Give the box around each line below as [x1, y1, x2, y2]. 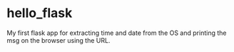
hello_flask [6, 5, 73, 21]
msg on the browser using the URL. [6, 36, 111, 44]
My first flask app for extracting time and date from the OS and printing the [6, 28, 227, 37]
